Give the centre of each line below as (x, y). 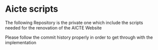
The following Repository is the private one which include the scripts (74, 23)
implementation (21, 42)
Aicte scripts (32, 9)
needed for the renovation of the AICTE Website (53, 27)
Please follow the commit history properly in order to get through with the (79, 37)
